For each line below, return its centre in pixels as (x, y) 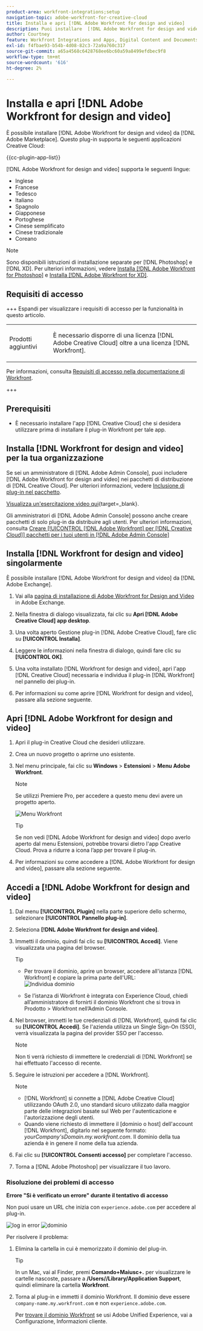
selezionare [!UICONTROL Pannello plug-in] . (71, 918)
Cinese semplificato (40, 226)
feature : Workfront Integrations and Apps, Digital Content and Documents (102, 40)
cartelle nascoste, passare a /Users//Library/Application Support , (98, 1279)
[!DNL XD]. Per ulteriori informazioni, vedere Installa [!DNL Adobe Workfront (101, 269)
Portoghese (29, 220)
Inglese (24, 181)
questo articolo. (26, 315)
